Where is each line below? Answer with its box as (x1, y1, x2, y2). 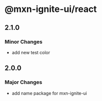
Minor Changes (4, 38, 43, 45)
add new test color (11, 49, 51, 55)
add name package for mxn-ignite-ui (11, 90, 87, 96)
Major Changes (4, 79, 43, 86)
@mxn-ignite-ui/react (4, 3, 97, 15)
